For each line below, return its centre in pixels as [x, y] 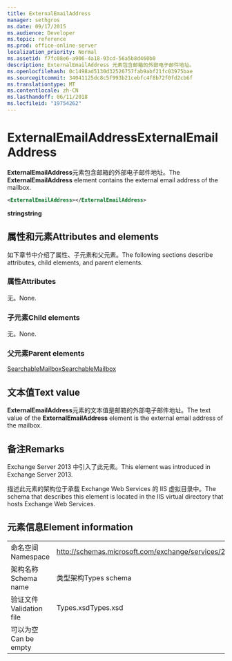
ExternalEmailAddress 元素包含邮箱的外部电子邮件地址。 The [94, 172]
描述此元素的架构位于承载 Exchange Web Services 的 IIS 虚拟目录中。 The [112, 489]
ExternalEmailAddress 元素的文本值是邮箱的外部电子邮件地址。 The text [109, 410]
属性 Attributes [32, 282]
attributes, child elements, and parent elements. [75, 262]
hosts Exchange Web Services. [51, 504]
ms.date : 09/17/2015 [37, 26]
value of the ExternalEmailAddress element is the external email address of [115, 418]
